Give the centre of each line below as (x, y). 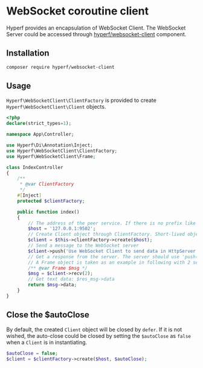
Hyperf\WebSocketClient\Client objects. (56, 107)
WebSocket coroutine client (78, 11)
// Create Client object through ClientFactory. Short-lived (107, 234)
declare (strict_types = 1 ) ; (39, 124)
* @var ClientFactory (47, 184)
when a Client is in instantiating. (47, 342)
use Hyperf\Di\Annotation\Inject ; (50, 145)
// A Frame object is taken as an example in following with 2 (109, 262)
